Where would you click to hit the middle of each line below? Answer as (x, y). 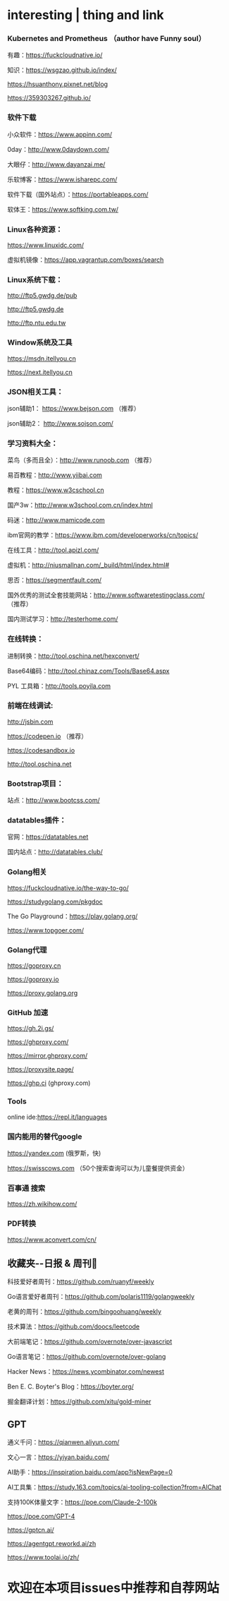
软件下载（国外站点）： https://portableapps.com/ (78, 194)
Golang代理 (27, 949)
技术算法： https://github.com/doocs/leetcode (74, 1326)
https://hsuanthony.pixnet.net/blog (57, 84)
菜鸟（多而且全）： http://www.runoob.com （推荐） (82, 460)
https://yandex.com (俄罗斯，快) (54, 1153)
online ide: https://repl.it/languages (57, 1117)
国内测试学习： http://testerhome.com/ (63, 619)
